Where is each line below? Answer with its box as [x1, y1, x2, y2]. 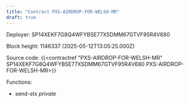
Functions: [6, 78, 33, 86]
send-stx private [14, 90, 57, 97]
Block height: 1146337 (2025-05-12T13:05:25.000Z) [6, 43, 135, 50]
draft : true [6, 14, 36, 20]
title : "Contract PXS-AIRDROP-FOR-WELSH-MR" [6, 8, 120, 15]
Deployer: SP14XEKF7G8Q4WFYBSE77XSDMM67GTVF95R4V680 [6, 31, 170, 38]
